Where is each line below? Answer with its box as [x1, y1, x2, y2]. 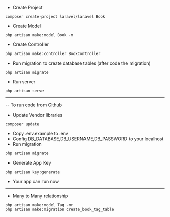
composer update [5, 122, 39, 127]
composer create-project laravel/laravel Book [5, 14, 105, 19]
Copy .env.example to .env [12, 131, 68, 136]
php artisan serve [5, 88, 44, 93]
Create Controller [12, 41, 49, 47]
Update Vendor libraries [12, 112, 63, 118]
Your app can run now [12, 179, 59, 184]
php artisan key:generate [5, 170, 60, 175]
